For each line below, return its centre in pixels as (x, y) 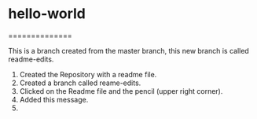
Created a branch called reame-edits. (80, 83)
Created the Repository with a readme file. (88, 74)
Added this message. (54, 99)
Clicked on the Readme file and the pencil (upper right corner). (121, 91)
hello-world (47, 14)
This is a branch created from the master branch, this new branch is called (128, 50)
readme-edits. (31, 59)
